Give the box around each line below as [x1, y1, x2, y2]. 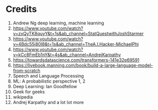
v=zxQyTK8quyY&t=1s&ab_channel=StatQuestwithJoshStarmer [12, 30, 144, 36]
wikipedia [12, 94, 33, 100]
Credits [5, 3, 37, 15]
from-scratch [12, 67, 40, 73]
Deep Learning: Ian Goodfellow [12, 83, 77, 89]
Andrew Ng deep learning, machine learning [12, 20, 104, 26]
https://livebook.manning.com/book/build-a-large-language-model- [12, 62, 153, 68]
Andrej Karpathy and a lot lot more [12, 99, 84, 105]
